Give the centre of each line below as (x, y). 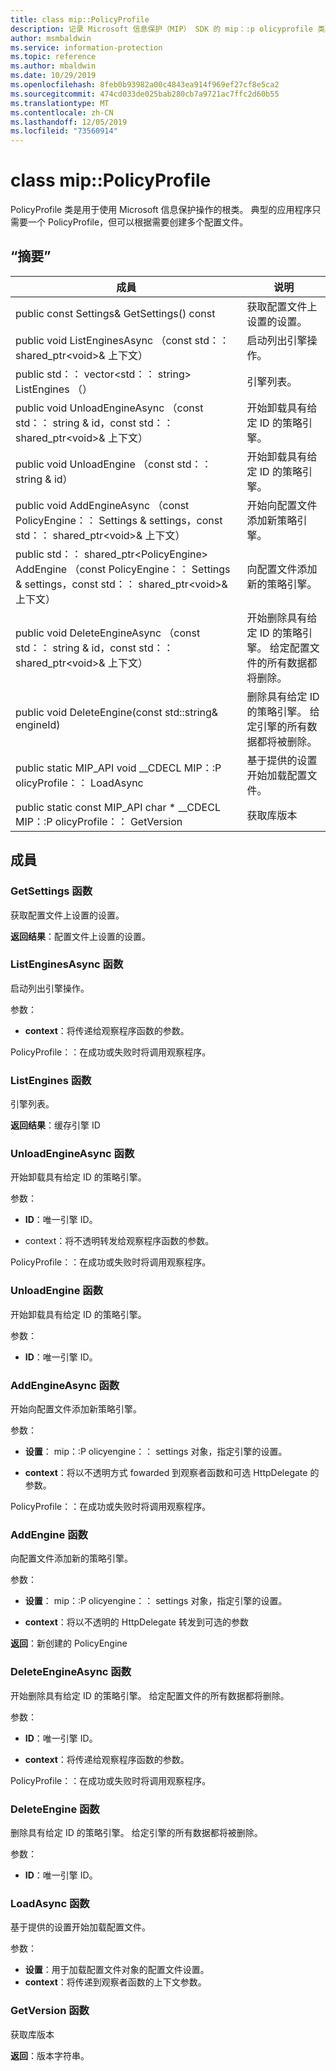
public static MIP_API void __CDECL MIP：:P (118, 768)
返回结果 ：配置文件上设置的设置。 (80, 936)
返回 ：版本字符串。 (50, 2055)
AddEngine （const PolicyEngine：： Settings (123, 569)
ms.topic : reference (53, 57)
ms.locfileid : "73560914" (64, 131)
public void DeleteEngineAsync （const (108, 633)
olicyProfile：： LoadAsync (79, 783)
